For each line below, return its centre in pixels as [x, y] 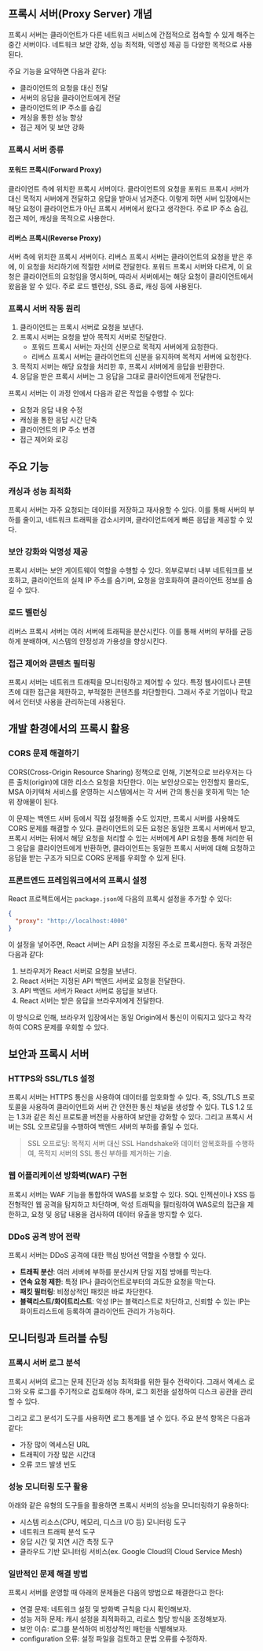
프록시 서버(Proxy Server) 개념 [80, 14]
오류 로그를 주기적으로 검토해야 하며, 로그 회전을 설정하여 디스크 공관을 [130, 1391]
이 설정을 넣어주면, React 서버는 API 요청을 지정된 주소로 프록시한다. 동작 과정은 [130, 944]
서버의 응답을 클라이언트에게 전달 [70, 98]
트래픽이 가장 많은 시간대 [57, 1454]
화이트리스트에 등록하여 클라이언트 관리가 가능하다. [97, 1311]
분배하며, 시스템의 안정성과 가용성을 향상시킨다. [95, 641]
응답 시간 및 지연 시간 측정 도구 [66, 1542]
